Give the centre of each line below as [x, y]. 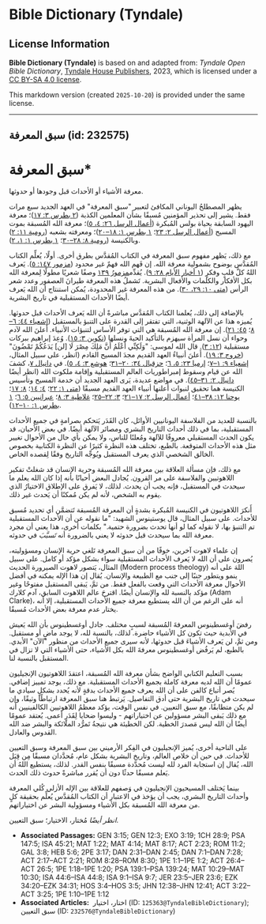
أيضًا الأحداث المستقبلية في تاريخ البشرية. [69, 297]
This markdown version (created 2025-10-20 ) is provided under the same [127, 95]
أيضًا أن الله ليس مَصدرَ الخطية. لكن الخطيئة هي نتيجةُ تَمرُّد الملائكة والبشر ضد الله [128, 724]
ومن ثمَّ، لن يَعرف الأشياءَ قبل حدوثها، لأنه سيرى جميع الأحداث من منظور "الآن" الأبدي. [133, 641]
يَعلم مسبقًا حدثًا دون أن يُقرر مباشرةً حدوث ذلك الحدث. [90, 773]
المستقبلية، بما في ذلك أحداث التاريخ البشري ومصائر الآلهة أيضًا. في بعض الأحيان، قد [131, 429]
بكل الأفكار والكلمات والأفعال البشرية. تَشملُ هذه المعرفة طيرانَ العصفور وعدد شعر [131, 281]
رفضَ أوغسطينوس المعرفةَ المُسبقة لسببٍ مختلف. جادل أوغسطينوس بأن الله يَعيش [130, 624]
